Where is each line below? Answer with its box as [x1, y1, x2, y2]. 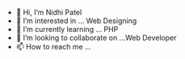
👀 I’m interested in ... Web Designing [15, 16, 137, 26]
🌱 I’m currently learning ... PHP [15, 25, 119, 33]
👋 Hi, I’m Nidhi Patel [15, 8, 82, 17]
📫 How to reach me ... [15, 42, 91, 51]
